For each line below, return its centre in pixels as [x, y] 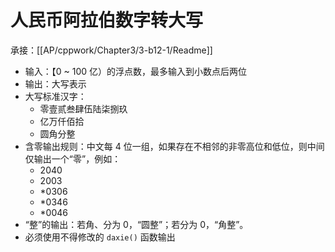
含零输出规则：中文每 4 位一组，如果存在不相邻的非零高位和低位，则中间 [174, 146]
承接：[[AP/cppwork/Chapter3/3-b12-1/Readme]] [111, 50]
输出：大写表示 [55, 83]
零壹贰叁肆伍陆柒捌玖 [83, 108]
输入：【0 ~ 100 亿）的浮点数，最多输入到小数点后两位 [136, 71]
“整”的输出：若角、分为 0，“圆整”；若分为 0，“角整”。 [136, 224]
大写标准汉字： [55, 96]
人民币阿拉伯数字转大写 [107, 20]
